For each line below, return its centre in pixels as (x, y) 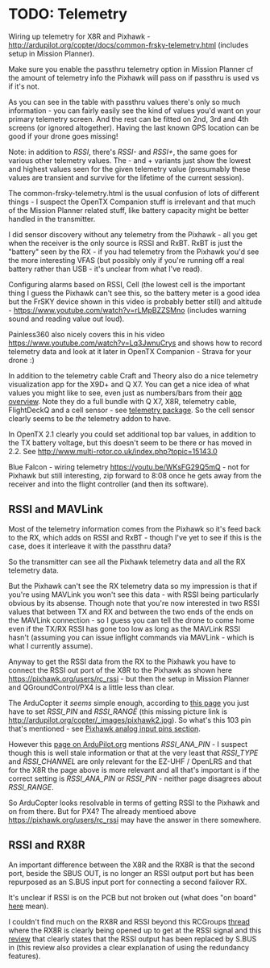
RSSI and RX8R (47, 845)
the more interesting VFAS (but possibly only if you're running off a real (126, 260)
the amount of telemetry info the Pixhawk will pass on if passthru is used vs (134, 77)
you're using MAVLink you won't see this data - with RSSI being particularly (134, 595)
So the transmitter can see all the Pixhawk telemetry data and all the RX (127, 561)
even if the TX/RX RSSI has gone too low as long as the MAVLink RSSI (124, 628)
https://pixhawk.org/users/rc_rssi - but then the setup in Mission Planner (129, 678)
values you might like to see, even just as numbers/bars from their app (125, 393)
